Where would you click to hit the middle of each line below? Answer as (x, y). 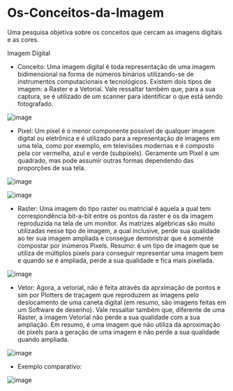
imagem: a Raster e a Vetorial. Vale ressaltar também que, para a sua (116, 89)
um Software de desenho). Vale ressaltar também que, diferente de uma (121, 309)
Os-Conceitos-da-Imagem (85, 13)
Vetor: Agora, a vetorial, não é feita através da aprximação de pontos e (119, 287)
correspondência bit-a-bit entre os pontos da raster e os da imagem (115, 216)
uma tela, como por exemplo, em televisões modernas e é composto (116, 145)
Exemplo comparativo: (50, 366)
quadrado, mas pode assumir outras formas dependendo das (105, 160)
